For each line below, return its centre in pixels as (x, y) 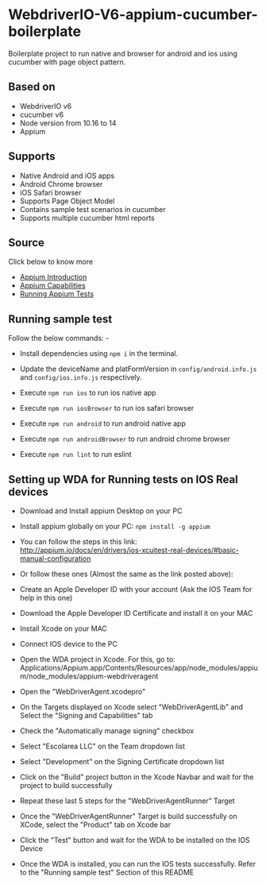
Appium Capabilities (52, 286)
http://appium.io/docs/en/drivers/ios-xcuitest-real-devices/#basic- (129, 550)
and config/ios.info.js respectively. (81, 377)
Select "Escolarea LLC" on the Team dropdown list (102, 746)
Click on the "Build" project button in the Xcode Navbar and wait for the (137, 777)
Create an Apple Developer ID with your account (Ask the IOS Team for (136, 589)
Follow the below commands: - (59, 338)
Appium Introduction (53, 277)
